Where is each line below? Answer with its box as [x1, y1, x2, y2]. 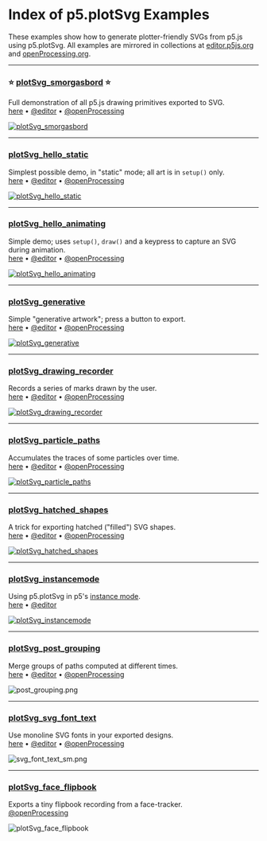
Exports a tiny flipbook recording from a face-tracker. [8, 800, 183, 809]
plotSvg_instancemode [8, 573, 100, 585]
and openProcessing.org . [8, 49, 91, 58]
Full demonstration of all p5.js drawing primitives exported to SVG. [8, 98, 225, 108]
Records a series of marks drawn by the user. [8, 384, 157, 393]
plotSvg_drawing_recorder [8, 366, 114, 377]
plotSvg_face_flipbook [8, 781, 97, 792]
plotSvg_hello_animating [8, 218, 106, 229]
